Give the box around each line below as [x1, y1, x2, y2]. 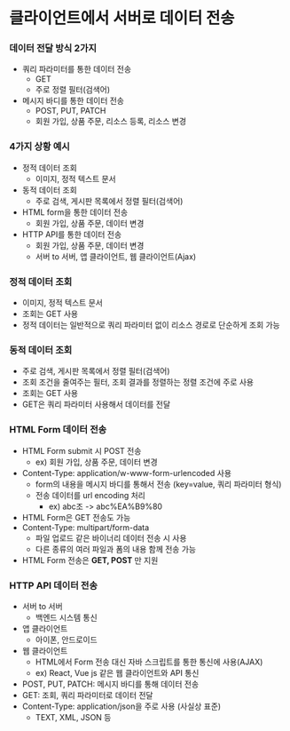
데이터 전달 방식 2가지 [9, 42, 98, 54]
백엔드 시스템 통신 [35, 612, 98, 623]
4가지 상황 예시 [9, 140, 71, 153]
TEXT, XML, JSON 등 [35, 711, 112, 722]
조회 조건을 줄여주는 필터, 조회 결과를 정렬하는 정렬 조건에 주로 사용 [21, 377, 255, 387]
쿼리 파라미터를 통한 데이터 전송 [21, 64, 131, 75]
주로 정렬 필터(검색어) [35, 84, 111, 95]
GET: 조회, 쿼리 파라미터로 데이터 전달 [21, 689, 153, 700]
